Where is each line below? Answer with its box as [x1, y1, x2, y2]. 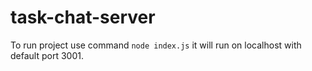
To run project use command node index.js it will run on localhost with [10, 39, 302, 51]
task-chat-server [10, 6, 156, 29]
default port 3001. [10, 49, 84, 61]
